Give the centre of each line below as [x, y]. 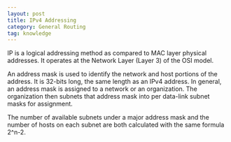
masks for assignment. [40, 104]
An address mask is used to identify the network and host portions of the [113, 74]
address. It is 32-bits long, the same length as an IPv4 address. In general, [114, 82]
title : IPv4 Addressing [42, 20]
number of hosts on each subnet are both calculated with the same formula [116, 125]
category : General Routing [47, 27]
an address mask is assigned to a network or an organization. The [102, 89]
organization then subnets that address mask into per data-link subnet [108, 97]
